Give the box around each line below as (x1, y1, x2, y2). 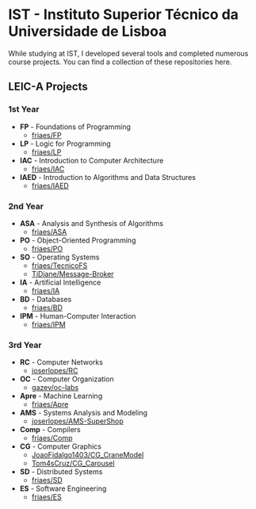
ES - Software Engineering (19, 484, 107, 493)
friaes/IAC (31, 164, 65, 174)
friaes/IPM (31, 320, 66, 329)
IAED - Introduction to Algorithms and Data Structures (19, 172, 197, 182)
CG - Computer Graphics (19, 442, 101, 451)
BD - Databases (19, 294, 72, 304)
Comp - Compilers (19, 425, 81, 434)
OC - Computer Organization (19, 374, 114, 384)
